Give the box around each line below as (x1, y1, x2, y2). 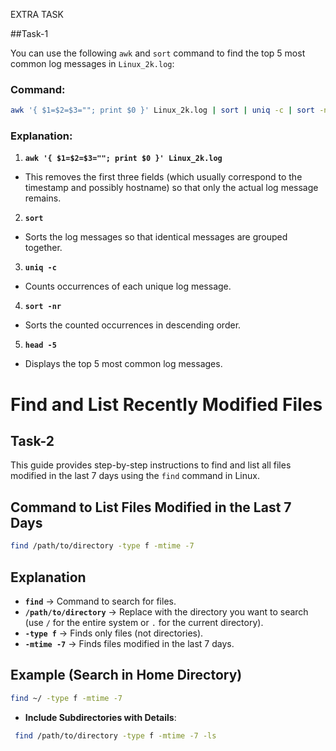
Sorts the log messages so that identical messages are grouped (24, 231, 288, 243)
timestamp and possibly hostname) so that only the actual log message (24, 182, 319, 194)
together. (24, 242, 63, 254)
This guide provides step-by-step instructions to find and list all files (10, 459, 292, 471)
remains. (24, 192, 62, 204)
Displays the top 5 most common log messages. (24, 358, 223, 370)
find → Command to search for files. (24, 595, 177, 607)
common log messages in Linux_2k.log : (10, 58, 175, 69)
